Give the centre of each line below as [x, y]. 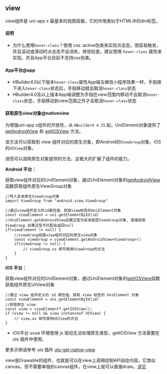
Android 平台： [21, 170]
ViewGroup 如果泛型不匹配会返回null [39, 226]
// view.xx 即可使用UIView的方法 [46, 319]
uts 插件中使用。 [29, 339]
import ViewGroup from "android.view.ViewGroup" [57, 201]
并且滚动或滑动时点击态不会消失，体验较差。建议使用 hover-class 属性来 [87, 51]
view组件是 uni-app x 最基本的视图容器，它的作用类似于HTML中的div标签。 [83, 21]
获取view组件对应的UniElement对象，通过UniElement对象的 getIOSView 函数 [83, 278]
